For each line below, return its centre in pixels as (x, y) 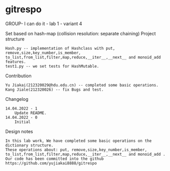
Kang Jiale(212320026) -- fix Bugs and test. (54, 90)
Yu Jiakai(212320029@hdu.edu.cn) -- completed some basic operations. (82, 85)
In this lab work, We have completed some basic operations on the (79, 141)
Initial (22, 122)
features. (16, 62)
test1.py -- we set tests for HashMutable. (52, 66)
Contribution (18, 76)
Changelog (17, 99)
